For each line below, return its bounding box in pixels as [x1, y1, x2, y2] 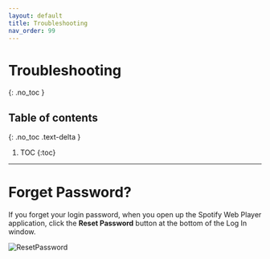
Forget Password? [8, 184, 132, 201]
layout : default [8, 11, 63, 20]
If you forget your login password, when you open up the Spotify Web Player [8, 210, 262, 220]
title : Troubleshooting [8, 19, 88, 27]
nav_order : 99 [8, 26, 56, 34]
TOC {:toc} [19, 148, 56, 157]
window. [8, 227, 36, 237]
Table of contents [8, 111, 98, 124]
